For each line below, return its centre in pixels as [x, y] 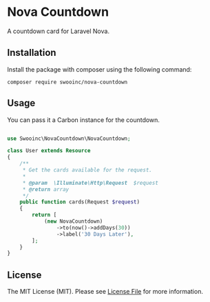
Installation [32, 53]
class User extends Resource [49, 151]
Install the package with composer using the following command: [99, 69]
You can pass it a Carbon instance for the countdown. [84, 120]
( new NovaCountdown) [73, 221]
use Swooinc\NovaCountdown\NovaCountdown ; [69, 139]
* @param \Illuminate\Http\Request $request [90, 183]
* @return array [46, 189]
